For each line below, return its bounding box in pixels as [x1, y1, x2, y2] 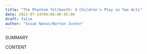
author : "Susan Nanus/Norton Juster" [5, 21, 84, 26]
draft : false [5, 16, 33, 21]
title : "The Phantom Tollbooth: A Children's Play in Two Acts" [5, 7, 142, 12]
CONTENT [5, 44, 27, 50]
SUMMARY [5, 35, 29, 41]
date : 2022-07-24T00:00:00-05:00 [5, 12, 75, 17]
